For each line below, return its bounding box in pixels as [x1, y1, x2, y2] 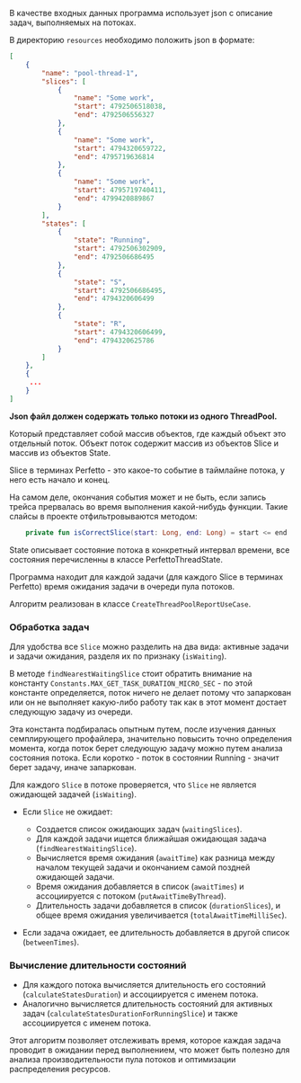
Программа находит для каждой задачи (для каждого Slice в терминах [9, 571, 284, 582]
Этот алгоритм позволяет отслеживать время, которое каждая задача [9, 1035, 281, 1046]
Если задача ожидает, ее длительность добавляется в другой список [22, 927, 290, 937]
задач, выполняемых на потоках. [9, 17, 137, 28]
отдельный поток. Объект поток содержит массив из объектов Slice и [9, 438, 279, 448]
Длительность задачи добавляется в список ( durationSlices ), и [35, 900, 281, 910]
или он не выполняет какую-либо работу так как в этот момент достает [9, 697, 288, 707]
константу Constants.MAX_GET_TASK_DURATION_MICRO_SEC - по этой [9, 678, 253, 688]
